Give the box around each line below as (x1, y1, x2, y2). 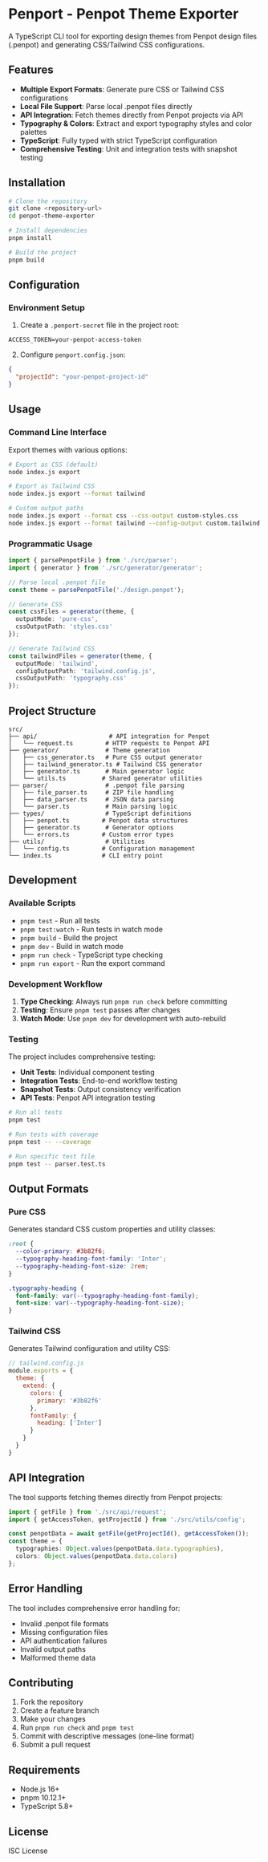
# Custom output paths (8, 505, 84, 513)
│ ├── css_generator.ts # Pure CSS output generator (8, 753, 203, 762)
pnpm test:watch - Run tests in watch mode (19, 924, 163, 934)
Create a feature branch (19, 1706, 99, 1715)
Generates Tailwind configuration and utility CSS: (8, 1344, 171, 1353)
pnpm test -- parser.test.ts (8, 1160, 106, 1168)
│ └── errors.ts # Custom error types (8, 831, 174, 839)
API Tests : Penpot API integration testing (19, 1093, 156, 1103)
